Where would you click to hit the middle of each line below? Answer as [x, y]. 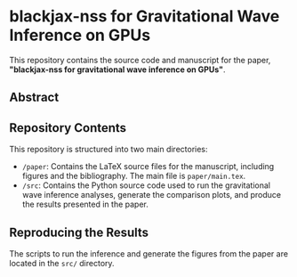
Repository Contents [68, 128]
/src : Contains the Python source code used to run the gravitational [146, 185]
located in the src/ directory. [62, 263]
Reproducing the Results [79, 232]
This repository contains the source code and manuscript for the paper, [140, 60]
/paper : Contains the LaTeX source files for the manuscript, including [148, 167]
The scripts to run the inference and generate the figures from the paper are [149, 253]
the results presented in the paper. [85, 204]
